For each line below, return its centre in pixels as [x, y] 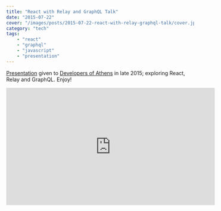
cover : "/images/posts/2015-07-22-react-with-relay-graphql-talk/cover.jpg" [104, 23]
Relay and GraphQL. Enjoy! [39, 79]
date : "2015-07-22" [30, 17]
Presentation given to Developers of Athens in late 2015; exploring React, [96, 73]
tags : [13, 34]
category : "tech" [28, 28]
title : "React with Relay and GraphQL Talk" [62, 12]
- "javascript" [36, 51]
